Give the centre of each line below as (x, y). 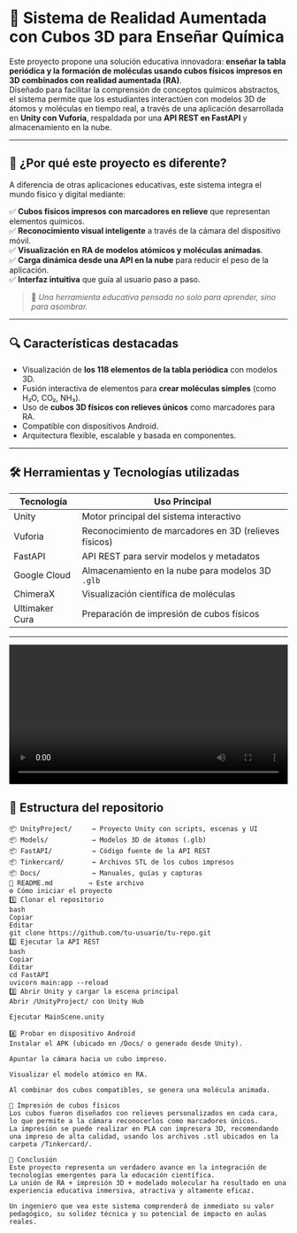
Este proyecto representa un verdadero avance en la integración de (138, 1167)
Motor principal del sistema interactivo (161, 517)
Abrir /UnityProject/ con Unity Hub (76, 1002)
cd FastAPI (29, 975)
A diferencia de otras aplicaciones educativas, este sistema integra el (136, 184)
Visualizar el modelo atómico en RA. (79, 1075)
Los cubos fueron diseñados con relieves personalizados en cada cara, (144, 1114)
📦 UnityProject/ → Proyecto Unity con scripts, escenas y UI (133, 829)
